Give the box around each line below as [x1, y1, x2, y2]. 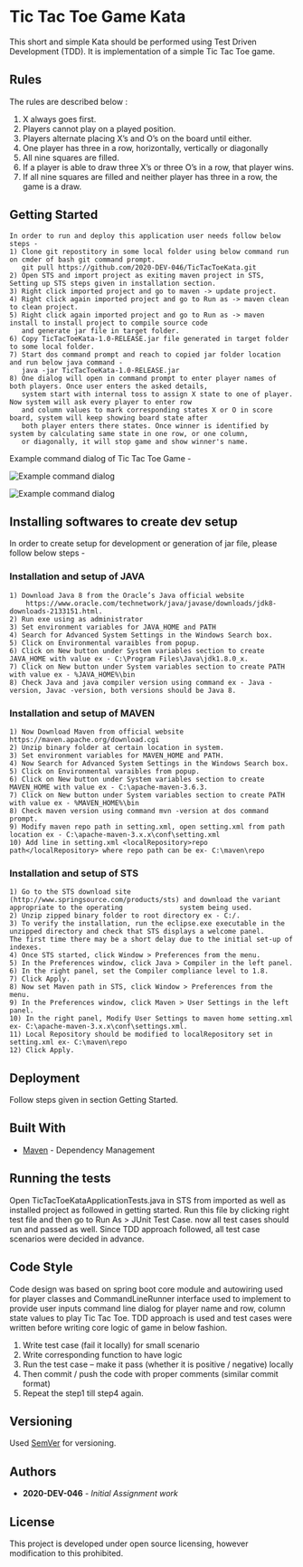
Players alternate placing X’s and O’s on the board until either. [22, 133, 252, 144]
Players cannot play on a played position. [22, 123, 176, 134]
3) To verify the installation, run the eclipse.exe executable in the [9, 919, 285, 928]
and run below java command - [9, 357, 124, 367]
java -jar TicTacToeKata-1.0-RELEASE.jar [21, 366, 180, 375]
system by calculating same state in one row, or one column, [9, 429, 249, 438]
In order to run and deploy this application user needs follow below [9, 231, 281, 241]
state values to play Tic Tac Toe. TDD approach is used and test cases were [9, 1312, 292, 1323]
